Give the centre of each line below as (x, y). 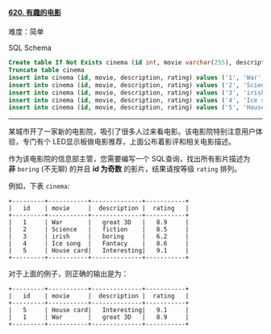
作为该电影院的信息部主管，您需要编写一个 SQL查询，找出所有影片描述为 (129, 159)
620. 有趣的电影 (35, 12)
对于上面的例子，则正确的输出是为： (69, 273)
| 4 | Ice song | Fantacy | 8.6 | (99, 244)
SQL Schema (30, 48)
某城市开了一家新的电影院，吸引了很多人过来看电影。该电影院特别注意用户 (132, 132)
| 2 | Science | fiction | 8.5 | (99, 230)
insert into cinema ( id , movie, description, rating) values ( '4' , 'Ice (133, 100)
